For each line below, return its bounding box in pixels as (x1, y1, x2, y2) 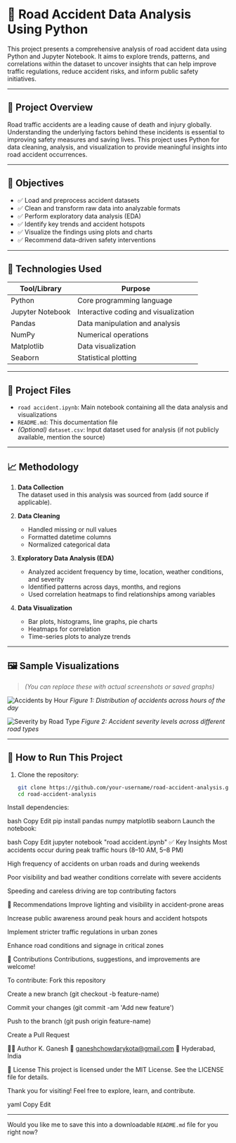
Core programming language (77, 296, 173, 306)
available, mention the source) (17, 433, 105, 442)
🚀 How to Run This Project (7, 751, 123, 763)
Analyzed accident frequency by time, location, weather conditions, (27, 568, 224, 576)
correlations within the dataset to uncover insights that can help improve (7, 59, 216, 68)
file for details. (7, 1073, 49, 1082)
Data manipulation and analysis (77, 318, 181, 328)
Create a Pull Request (7, 1031, 70, 1039)
